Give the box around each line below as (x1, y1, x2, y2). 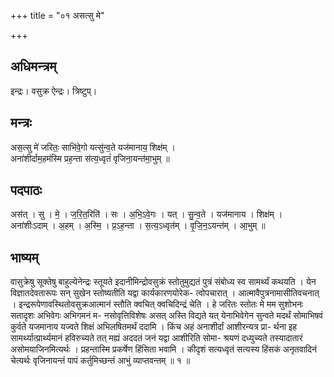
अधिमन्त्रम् (10, 58, 57, 75)
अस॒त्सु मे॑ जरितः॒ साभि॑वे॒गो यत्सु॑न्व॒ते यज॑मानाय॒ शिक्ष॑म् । (10, 141, 176, 153)
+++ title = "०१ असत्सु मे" (10, 10, 105, 21)
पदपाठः (10, 182, 43, 199)
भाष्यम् (10, 249, 39, 266)
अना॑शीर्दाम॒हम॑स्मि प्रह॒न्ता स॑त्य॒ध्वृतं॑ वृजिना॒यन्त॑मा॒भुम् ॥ (10, 152, 170, 164)
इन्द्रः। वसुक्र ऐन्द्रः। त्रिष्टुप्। (10, 85, 98, 97)
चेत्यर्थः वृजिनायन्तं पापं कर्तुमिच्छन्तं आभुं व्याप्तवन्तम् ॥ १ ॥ (10, 355, 191, 367)
